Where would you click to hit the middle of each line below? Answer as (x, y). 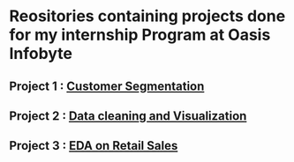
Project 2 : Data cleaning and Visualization (128, 116)
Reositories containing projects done (147, 16)
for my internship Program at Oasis (140, 35)
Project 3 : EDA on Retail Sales (94, 146)
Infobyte (41, 54)
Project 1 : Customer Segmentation (107, 86)
